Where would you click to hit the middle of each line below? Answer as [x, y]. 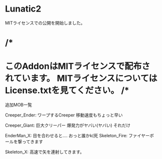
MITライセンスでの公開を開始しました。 [45, 23]
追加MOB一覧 [19, 105]
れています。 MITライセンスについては [81, 79]
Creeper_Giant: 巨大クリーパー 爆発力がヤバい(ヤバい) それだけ [68, 125]
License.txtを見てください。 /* [67, 91]
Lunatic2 [23, 9]
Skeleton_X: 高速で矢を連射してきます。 [45, 152]
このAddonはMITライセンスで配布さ [78, 66]
